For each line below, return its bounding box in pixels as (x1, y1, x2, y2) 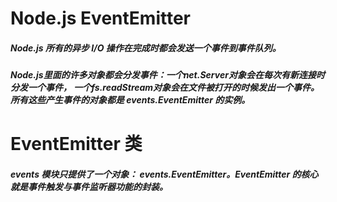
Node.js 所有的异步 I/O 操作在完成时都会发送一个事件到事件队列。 (10, 42, 282, 54)
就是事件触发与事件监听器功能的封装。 (10, 180, 168, 192)
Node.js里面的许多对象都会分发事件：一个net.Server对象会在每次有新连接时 (10, 69, 325, 81)
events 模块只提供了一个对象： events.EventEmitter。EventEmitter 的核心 (10, 168, 319, 180)
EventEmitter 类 (10, 133, 143, 156)
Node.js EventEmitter (10, 7, 191, 30)
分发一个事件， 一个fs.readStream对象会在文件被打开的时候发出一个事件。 (10, 82, 320, 94)
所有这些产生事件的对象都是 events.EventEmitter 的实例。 (10, 94, 251, 106)
